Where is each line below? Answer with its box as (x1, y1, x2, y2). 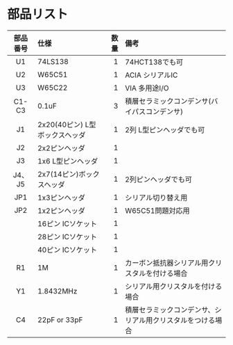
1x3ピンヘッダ (37, 193, 85, 202)
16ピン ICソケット (37, 218, 98, 228)
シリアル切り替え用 (124, 193, 188, 202)
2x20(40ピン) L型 (37, 120, 96, 129)
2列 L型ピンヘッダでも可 (124, 125, 205, 134)
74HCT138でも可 (124, 57, 184, 67)
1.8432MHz (37, 286, 78, 296)
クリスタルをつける (152, 315, 216, 325)
